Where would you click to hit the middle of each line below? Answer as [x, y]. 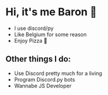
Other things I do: [38, 59]
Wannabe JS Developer [43, 86]
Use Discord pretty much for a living [58, 73]
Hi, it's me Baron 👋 [51, 12]
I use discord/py [34, 28]
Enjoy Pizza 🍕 [31, 40]
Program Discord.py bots [44, 79]
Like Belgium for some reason [50, 34]
